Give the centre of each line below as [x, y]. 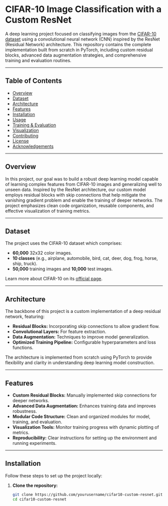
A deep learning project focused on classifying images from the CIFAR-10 [81, 34]
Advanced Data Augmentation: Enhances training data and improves [84, 406]
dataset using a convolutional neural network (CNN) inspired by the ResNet [82, 39]
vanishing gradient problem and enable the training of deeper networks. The [84, 200]
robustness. [25, 411]
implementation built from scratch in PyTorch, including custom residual [79, 50]
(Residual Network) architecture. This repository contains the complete [78, 44]
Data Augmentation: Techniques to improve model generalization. [81, 337]
